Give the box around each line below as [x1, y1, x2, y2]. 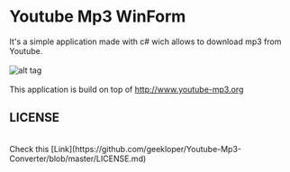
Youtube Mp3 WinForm [9, 6, 186, 27]
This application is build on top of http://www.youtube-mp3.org [9, 84, 244, 95]
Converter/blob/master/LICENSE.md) [9, 153, 147, 164]
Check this [9, 143, 50, 154]
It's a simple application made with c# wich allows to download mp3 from [9, 36, 282, 47]
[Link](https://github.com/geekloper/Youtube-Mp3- [50, 143, 241, 154]
